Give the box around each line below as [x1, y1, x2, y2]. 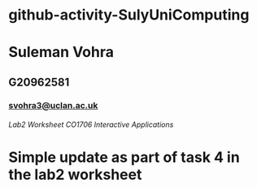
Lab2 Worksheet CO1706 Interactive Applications [8, 120, 174, 129]
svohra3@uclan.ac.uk [8, 99, 98, 111]
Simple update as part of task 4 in [8, 148, 240, 167]
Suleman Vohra [8, 43, 114, 62]
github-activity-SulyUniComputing [8, 6, 250, 24]
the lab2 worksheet [8, 165, 142, 184]
